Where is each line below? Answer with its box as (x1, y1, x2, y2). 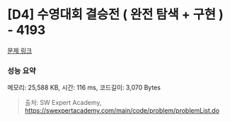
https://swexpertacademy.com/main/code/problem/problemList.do (24, 106, 220, 115)
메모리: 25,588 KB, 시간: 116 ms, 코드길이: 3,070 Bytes (7, 83, 161, 92)
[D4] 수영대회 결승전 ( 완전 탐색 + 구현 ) (7, 6, 224, 23)
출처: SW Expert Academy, (24, 99, 102, 107)
